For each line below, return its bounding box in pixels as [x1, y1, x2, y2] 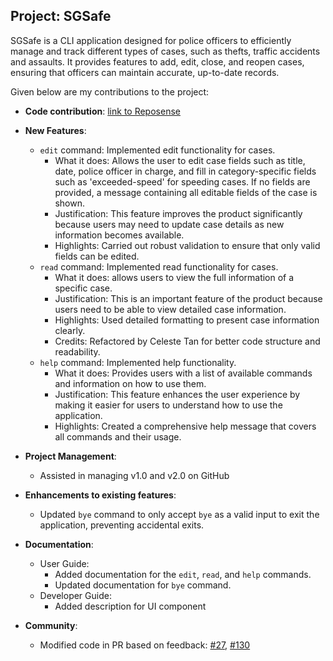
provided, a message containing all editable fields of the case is [54, 186, 318, 198]
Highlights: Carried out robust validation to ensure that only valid [54, 239, 321, 251]
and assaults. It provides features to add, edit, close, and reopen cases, [10, 55, 305, 68]
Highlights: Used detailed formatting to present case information [54, 314, 320, 326]
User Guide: [39, 557, 90, 569]
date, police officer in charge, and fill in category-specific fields [54, 165, 317, 177]
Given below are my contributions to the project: [10, 85, 210, 98]
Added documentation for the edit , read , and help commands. [54, 568, 312, 580]
